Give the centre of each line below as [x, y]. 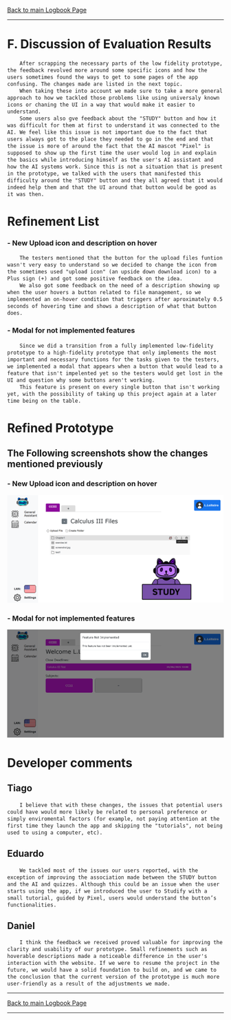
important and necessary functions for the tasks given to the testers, [113, 360]
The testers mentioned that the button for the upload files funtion [121, 258]
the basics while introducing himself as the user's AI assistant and [110, 160]
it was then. [26, 194]
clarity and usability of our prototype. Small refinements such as [107, 950]
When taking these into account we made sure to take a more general [121, 91]
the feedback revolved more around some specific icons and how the [107, 70]
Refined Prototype [60, 428]
